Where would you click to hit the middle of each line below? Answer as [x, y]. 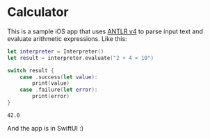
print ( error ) [51, 97]
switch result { [31, 70]
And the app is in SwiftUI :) [46, 128]
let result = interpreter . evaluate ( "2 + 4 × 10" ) [81, 58]
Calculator [38, 12]
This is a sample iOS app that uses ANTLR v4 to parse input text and [105, 31]
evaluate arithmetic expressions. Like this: [67, 38]
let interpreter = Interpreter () [56, 51]
